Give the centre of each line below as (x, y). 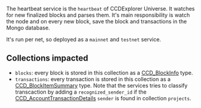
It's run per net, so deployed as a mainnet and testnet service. (84, 39)
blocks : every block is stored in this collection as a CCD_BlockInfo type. (104, 73)
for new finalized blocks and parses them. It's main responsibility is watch (98, 15)
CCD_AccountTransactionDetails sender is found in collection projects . (103, 98)
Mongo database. (28, 28)
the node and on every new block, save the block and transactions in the (97, 21)
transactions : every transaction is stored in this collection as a (93, 79)
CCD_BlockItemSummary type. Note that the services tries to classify (101, 85)
